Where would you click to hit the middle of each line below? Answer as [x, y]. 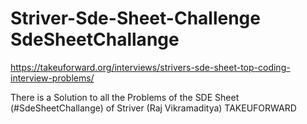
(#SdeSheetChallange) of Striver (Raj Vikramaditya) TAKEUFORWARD [153, 108]
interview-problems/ [52, 78]
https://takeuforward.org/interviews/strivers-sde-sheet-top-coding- [150, 67]
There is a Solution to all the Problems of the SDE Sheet [125, 97]
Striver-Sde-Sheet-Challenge [135, 18]
